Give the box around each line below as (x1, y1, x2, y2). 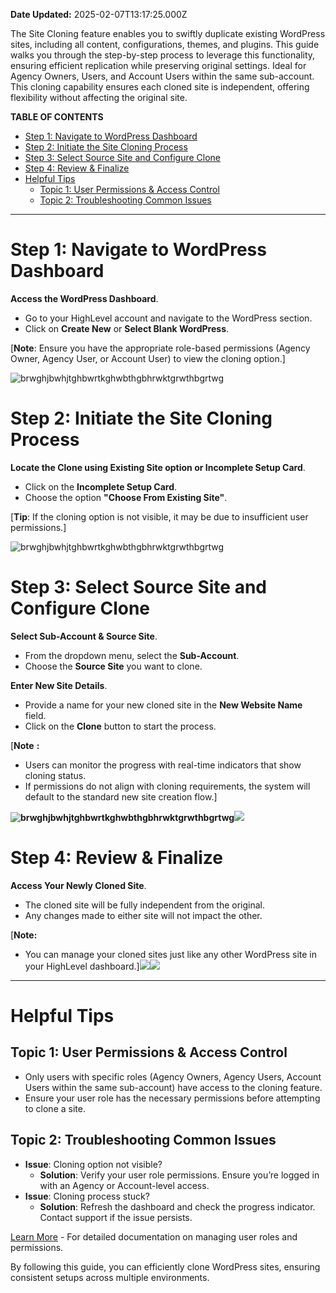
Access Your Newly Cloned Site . (10, 879, 147, 891)
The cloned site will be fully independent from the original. (24, 899, 266, 911)
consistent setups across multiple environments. (10, 1271, 210, 1283)
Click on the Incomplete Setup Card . (24, 480, 178, 493)
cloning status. (24, 769, 87, 781)
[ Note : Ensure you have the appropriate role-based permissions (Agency (10, 342, 311, 354)
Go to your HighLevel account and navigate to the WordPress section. (24, 312, 313, 324)
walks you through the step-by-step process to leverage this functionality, (10, 49, 316, 61)
